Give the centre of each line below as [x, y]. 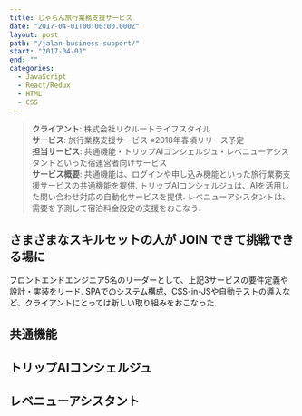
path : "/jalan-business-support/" [75, 43]
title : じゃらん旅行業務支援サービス [71, 18]
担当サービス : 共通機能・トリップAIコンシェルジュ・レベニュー [148, 151]
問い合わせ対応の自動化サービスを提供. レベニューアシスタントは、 [165, 197]
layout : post [34, 34]
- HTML [30, 93]
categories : [32, 69]
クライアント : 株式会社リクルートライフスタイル [121, 129]
